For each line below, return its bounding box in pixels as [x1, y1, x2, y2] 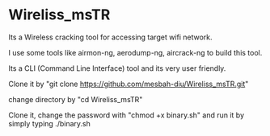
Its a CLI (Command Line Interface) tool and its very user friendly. [8, 63, 226, 73]
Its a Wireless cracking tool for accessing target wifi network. [8, 32, 213, 42]
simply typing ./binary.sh [8, 118, 91, 128]
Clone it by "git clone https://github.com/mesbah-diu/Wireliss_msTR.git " [8, 79, 249, 89]
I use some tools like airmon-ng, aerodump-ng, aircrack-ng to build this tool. [8, 47, 263, 57]
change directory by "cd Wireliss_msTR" [8, 94, 143, 104]
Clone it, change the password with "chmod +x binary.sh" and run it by [8, 110, 245, 120]
